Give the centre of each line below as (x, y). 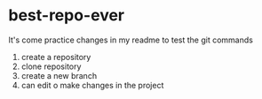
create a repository (56, 57)
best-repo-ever (67, 15)
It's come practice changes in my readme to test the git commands (131, 40)
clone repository (51, 66)
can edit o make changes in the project (92, 85)
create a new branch (59, 75)
